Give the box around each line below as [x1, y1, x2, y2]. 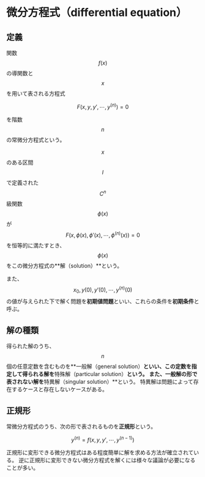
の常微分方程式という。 [6, 136, 65, 143]
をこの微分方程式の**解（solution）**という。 [6, 261, 123, 269]
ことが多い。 [6, 464, 39, 471]
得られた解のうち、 [6, 342, 55, 350]
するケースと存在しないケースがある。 [11, 386, 108, 393]
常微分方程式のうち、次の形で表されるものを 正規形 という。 [6, 423, 157, 430]
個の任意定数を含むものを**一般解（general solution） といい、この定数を [6, 362, 192, 370]
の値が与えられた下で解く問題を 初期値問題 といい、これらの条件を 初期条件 [6, 298, 194, 305]
